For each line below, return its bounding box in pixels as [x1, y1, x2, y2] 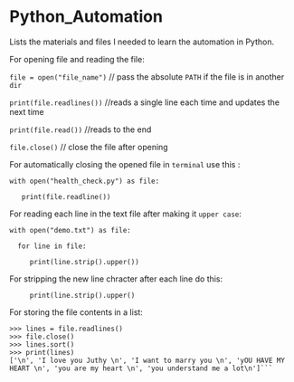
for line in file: [17, 242, 88, 251]
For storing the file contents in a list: [9, 306, 143, 318]
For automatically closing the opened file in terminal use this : [9, 158, 241, 169]
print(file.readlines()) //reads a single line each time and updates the [9, 97, 280, 108]
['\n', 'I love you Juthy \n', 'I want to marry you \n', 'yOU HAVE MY [9, 356, 285, 365]
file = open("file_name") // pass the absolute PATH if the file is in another [9, 71, 285, 82]
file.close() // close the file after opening [9, 141, 169, 152]
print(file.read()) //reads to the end [9, 124, 152, 135]
